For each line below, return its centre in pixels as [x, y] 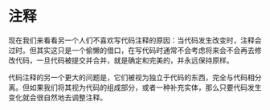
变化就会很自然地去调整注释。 [57, 97]
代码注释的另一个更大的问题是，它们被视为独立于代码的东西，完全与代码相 [131, 77]
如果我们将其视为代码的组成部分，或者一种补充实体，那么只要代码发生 [145, 87]
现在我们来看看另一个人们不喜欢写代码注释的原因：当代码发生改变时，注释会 [135, 40]
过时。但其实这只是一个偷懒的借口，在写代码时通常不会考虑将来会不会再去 [131, 50]
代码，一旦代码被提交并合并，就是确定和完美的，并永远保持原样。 [124, 60]
